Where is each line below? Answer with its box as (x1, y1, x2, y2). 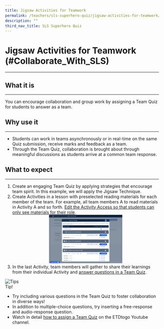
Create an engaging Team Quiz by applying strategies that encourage (12, 183, 152, 189)
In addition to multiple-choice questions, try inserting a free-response (12, 304, 153, 309)
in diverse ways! (12, 298, 45, 304)
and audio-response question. (12, 309, 73, 315)
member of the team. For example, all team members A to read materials (12, 199, 158, 204)
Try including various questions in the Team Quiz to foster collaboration (12, 293, 156, 299)
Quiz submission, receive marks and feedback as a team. (12, 141, 127, 147)
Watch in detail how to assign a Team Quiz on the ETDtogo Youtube (12, 314, 148, 320)
